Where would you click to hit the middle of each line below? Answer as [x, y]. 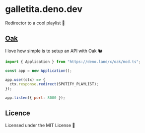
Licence [18, 113]
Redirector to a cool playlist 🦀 [35, 23]
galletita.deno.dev [44, 9]
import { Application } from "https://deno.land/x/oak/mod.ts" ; [73, 62]
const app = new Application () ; [38, 70]
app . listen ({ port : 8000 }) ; [35, 98]
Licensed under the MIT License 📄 [40, 125]
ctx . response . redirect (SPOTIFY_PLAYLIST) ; [54, 84]
